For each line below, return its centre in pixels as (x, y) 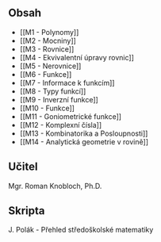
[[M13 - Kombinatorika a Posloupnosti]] (84, 133)
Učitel (23, 167)
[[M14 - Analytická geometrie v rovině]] (84, 141)
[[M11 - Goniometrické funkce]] (70, 116)
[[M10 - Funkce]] (47, 108)
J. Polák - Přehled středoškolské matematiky (81, 230)
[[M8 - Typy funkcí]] (53, 91)
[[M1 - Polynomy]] (49, 32)
